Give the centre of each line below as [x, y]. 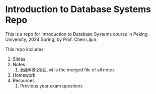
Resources [24, 80]
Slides [19, 59]
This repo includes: [25, 49]
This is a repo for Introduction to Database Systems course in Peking [76, 34]
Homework [24, 75]
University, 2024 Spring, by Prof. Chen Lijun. [51, 39]
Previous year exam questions [51, 86]
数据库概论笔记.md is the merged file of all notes [67, 70]
